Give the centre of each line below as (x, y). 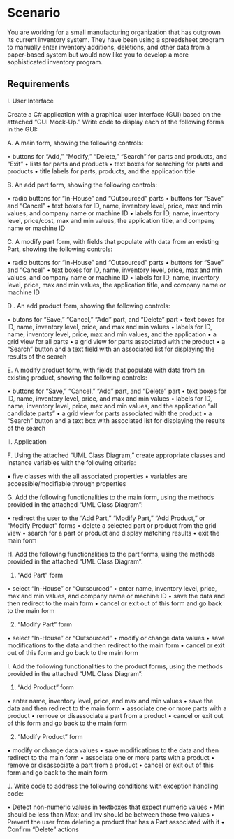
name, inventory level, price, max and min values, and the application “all (112, 406)
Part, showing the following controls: (60, 249)
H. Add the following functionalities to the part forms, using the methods (111, 554)
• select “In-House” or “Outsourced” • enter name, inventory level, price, (112, 588)
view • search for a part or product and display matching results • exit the (114, 533)
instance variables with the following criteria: (72, 462)
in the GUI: (23, 129)
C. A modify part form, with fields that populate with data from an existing (113, 241)
